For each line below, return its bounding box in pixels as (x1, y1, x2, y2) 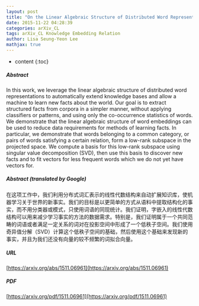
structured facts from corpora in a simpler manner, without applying (6, 105, 172, 112)
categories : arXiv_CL (6, 25, 60, 31)
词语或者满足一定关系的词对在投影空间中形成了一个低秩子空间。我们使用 (16, 220, 193, 228)
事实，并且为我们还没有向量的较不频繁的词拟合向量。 (6, 235, 136, 243)
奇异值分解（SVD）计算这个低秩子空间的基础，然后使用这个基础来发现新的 (6, 228, 188, 235)
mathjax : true (6, 42, 41, 48)
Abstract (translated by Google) (6, 175, 87, 182)
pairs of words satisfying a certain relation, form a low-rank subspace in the (6, 137, 191, 144)
